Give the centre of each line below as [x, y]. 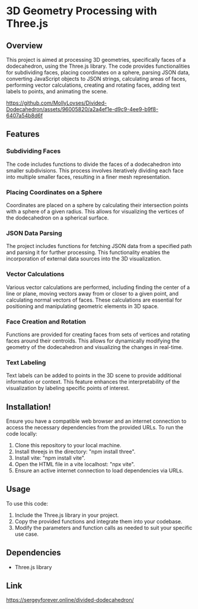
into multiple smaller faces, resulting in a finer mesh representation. [88, 177]
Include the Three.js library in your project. [67, 515]
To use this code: [27, 503]
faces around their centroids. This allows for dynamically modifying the [93, 341]
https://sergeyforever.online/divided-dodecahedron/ [70, 600]
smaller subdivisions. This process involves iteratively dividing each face [95, 170]
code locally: [22, 434]
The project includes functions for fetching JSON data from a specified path [99, 246]
